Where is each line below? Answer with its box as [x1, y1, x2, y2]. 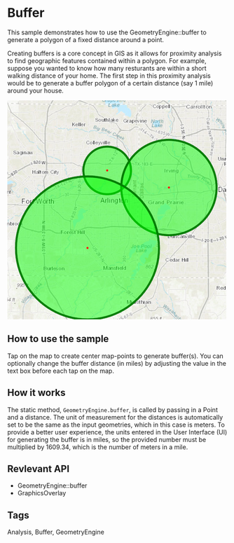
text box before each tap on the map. [7, 366, 114, 375]
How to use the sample [7, 333, 109, 345]
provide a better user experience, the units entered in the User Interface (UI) [7, 427, 228, 436]
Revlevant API [7, 462, 70, 474]
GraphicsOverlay [17, 489, 67, 497]
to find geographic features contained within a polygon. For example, [7, 56, 207, 64]
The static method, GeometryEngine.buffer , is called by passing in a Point [7, 405, 219, 414]
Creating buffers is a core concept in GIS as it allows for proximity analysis [7, 49, 222, 57]
